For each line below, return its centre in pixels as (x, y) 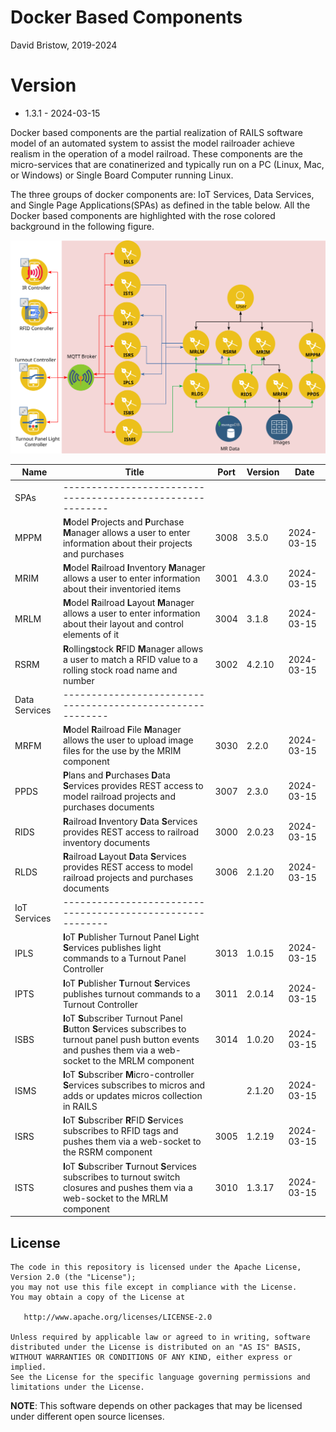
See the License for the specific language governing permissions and (160, 1377)
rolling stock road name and (120, 670)
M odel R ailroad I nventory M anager (134, 568)
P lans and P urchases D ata (116, 775)
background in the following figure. (82, 226)
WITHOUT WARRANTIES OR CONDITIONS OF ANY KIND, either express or (151, 1357)
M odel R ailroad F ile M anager (122, 730)
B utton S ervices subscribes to (124, 1028)
